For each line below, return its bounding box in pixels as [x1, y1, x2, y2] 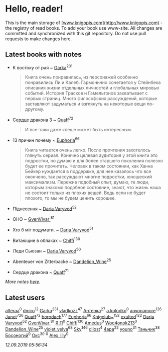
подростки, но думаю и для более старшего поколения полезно [25, 157, 163, 163]
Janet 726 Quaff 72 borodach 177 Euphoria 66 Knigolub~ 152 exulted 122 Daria [5, 313, 154, 320]
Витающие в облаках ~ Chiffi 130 [12, 236, 80, 243]
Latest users [5, 293, 45, 302]
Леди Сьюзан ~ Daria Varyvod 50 [12, 247, 81, 254]
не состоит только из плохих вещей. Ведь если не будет [25, 190, 146, 196]
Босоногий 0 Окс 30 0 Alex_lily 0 [5, 331, 69, 338]
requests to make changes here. [5, 36, 72, 42]
